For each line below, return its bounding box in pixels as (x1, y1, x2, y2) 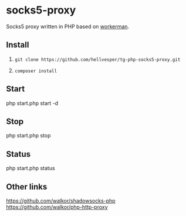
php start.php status (6, 165, 55, 172)
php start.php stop (6, 132, 51, 139)
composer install (14, 68, 58, 74)
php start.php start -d (6, 99, 59, 106)
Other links (6, 181, 48, 191)
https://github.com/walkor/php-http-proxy (6, 204, 108, 210)
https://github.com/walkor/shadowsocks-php (6, 197, 116, 204)
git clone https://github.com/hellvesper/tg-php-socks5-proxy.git (14, 56, 181, 62)
